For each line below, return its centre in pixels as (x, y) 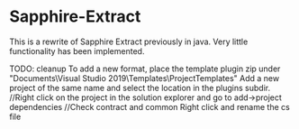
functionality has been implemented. (77, 51)
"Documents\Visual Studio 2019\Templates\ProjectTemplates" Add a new (145, 78)
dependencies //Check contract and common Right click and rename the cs (149, 106)
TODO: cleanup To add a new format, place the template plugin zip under (145, 69)
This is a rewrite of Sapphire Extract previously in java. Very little (129, 41)
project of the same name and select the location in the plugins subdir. (140, 88)
